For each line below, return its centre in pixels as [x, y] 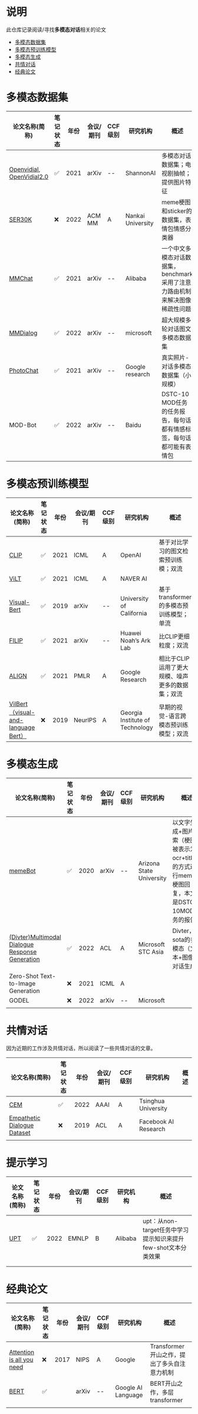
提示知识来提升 [163, 1238]
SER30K [21, 219]
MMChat [21, 278]
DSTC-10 [175, 394]
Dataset [20, 1132]
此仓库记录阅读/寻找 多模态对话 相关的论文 [56, 29]
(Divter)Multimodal [35, 937]
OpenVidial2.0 [29, 176]
